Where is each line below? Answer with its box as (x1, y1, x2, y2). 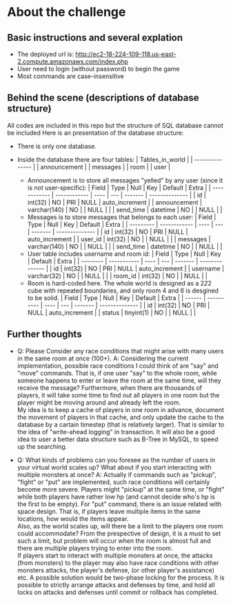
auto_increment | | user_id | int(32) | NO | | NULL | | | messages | (27, 234, 211, 243)
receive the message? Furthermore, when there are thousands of (17, 383, 202, 391)
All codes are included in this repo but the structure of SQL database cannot (7, 121, 224, 129)
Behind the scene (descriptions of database (7, 92, 199, 104)
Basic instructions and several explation (7, 32, 183, 44)
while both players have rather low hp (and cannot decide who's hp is (17, 492, 215, 501)
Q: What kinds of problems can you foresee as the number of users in (17, 456, 216, 464)
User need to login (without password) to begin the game (17, 65, 180, 73)
